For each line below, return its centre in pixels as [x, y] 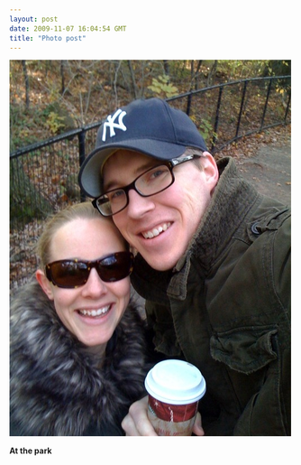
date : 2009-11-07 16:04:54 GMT [68, 28]
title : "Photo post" [48, 38]
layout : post [34, 19]
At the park [31, 451]
